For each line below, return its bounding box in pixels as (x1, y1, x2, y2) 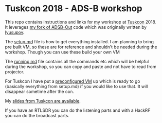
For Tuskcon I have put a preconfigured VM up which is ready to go (5, 78, 140, 84)
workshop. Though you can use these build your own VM (5, 49, 120, 55)
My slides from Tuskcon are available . (5, 98, 81, 104)
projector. (5, 69, 24, 74)
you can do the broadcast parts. (5, 112, 70, 118)
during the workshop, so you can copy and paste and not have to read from (5, 64, 157, 70)
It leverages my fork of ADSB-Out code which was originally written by (5, 24, 147, 30)
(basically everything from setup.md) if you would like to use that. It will (5, 83, 148, 89)
